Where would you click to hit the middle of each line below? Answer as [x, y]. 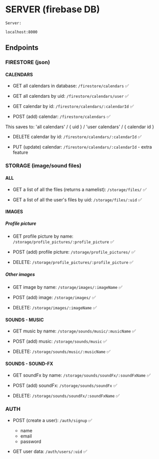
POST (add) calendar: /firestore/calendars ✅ [62, 117]
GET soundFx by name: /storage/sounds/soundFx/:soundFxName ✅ [82, 375]
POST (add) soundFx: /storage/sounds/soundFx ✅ [65, 385]
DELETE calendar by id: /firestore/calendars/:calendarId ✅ [77, 137]
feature [20, 153]
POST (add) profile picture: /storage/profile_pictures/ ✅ [74, 252]
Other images [20, 274]
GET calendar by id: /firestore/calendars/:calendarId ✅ [73, 107]
